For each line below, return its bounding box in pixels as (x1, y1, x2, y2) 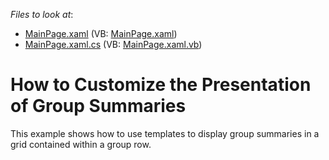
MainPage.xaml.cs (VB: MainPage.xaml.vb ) (24, 39, 203, 50)
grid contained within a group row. (10, 138, 152, 150)
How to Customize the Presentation (10, 74, 312, 96)
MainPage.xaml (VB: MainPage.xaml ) (24, 28, 178, 39)
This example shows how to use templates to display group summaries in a (10, 127, 320, 139)
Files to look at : (10, 9, 74, 20)
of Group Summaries (10, 95, 187, 118)
